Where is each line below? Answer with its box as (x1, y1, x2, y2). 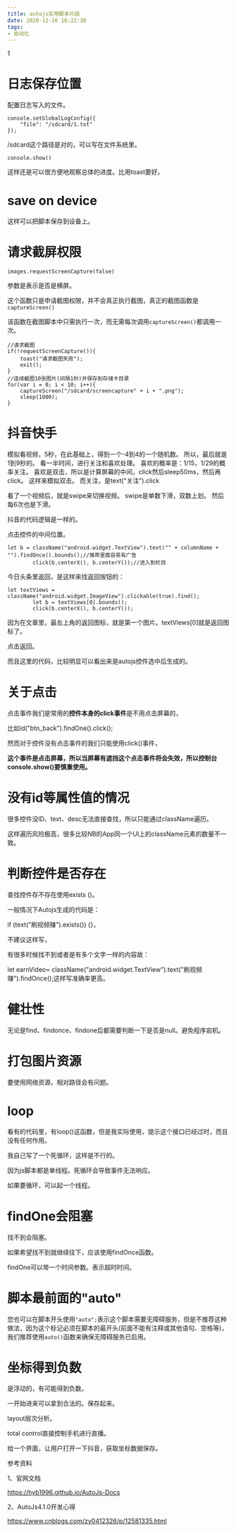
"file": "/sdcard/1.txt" (20, 121, 93, 128)
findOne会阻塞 (7, 1208, 93, 1224)
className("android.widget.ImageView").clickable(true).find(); (7, 593, 200, 600)
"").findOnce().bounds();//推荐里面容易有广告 (7, 552, 137, 559)
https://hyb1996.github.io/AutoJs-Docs (7, 1488, 120, 1497)
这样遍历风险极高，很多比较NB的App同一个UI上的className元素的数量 (7, 829, 215, 838)
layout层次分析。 (7, 1414, 56, 1423)
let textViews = (7, 586, 55, 593)
